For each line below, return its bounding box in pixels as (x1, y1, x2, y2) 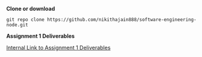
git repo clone (6, 17, 45, 23)
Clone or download (6, 5, 56, 12)
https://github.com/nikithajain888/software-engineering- (47, 17, 197, 23)
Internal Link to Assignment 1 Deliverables (6, 44, 111, 51)
